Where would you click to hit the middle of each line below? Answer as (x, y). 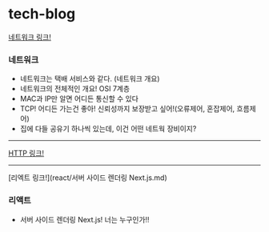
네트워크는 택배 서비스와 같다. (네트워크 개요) (90, 79)
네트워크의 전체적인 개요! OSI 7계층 (75, 89)
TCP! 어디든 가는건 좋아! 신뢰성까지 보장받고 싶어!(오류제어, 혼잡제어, (127, 109)
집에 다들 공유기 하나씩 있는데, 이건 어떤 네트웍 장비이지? (108, 129)
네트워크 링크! (30, 37)
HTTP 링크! (26, 154)
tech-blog (42, 14)
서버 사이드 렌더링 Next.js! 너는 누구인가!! (84, 219)
